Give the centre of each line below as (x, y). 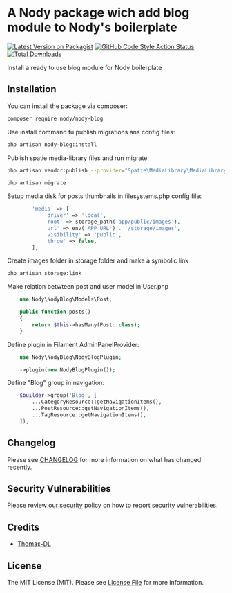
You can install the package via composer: (67, 106)
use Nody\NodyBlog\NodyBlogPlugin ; (71, 357)
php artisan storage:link (44, 274)
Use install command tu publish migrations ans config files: (91, 132)
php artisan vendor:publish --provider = (66, 170)
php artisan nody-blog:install (52, 144)
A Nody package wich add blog (98, 13)
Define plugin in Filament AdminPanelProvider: (73, 344)
